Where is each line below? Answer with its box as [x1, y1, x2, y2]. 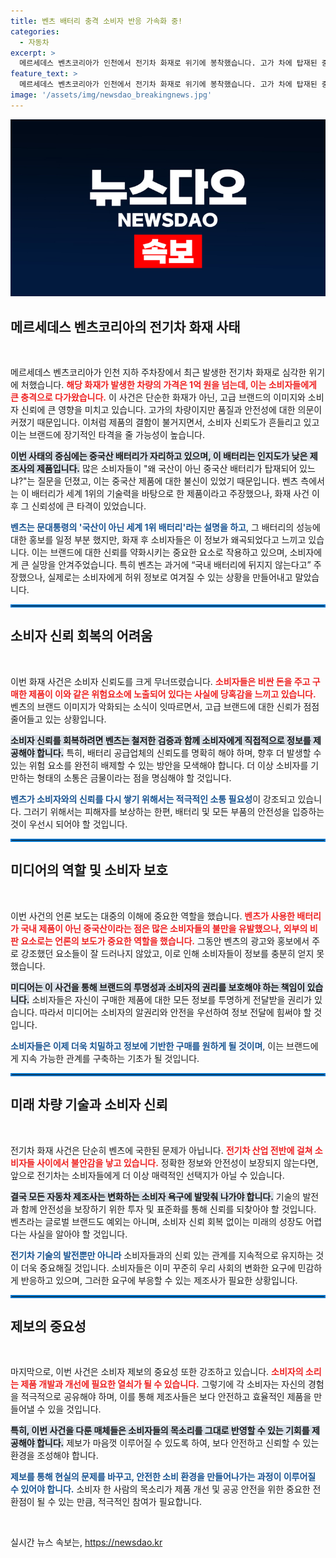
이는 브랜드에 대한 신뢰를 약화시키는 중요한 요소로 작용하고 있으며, [31, 546, 288, 559]
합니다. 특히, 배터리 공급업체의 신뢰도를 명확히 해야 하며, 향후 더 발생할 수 [36, 746, 322, 759]
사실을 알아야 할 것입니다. [28, 1228, 128, 1240]
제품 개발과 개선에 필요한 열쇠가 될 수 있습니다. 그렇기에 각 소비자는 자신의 [20, 1378, 306, 1390]
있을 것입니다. [47, 1403, 102, 1415]
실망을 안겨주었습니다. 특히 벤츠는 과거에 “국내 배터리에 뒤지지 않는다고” [31, 559, 312, 571]
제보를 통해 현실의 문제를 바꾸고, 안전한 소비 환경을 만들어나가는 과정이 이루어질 [10, 1471, 317, 1483]
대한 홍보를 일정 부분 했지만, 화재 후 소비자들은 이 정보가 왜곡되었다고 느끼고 [10, 534, 307, 546]
